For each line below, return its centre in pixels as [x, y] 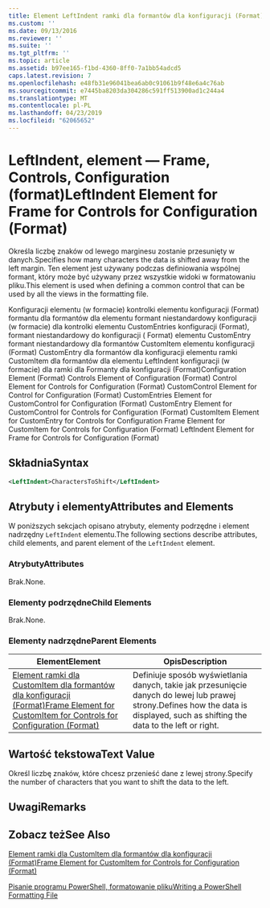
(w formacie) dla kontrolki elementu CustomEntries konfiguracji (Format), [129, 326]
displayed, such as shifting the [190, 716]
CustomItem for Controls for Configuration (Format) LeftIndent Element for [131, 429]
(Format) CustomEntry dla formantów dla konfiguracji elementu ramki [123, 352]
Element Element [69, 662]
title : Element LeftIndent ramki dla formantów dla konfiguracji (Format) [136, 16]
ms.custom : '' [32, 23]
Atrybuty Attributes [46, 564]
